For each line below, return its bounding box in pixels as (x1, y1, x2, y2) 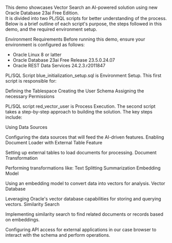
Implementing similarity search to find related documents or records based (5, 211, 163, 217)
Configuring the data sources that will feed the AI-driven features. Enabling (5, 134, 164, 140)
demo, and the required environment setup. (5, 26, 98, 32)
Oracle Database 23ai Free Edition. (5, 10, 79, 16)
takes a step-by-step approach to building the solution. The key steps (5, 109, 153, 115)
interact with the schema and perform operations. (5, 232, 110, 238)
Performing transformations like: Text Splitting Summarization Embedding (5, 165, 161, 171)
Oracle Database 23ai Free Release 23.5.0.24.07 (12, 57, 116, 63)
